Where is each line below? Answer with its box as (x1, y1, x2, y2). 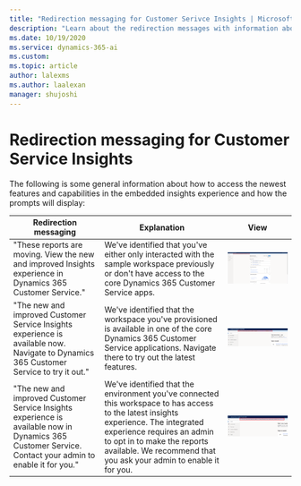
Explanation (139, 222, 185, 233)
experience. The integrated (104, 416, 204, 427)
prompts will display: (9, 197, 86, 208)
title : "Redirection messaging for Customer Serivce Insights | (9, 14, 254, 23)
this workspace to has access (104, 397, 214, 408)
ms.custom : (9, 52, 50, 62)
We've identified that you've (104, 240, 208, 251)
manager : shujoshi (9, 90, 78, 98)
